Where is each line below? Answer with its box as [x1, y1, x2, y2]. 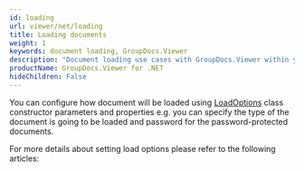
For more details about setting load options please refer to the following [9, 143, 276, 154]
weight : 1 [9, 38, 47, 48]
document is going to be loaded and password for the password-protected [9, 116, 289, 127]
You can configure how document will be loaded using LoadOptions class [9, 97, 284, 108]
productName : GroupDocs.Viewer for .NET [9, 64, 165, 73]
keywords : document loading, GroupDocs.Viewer [9, 47, 188, 56]
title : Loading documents [9, 30, 107, 39]
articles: [9, 153, 40, 164]
